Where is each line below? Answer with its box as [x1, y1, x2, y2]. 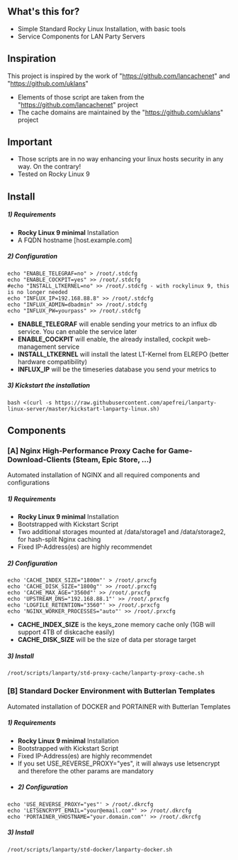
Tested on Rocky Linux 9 [17, 170, 90, 178]
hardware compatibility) [17, 357, 87, 366]
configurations [7, 479, 50, 487]
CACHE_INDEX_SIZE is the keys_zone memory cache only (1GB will [17, 621, 215, 629]
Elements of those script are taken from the [17, 92, 144, 102]
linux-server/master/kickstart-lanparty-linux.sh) [7, 405, 160, 413]
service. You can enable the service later [17, 327, 137, 336]
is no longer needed [7, 288, 69, 295]
